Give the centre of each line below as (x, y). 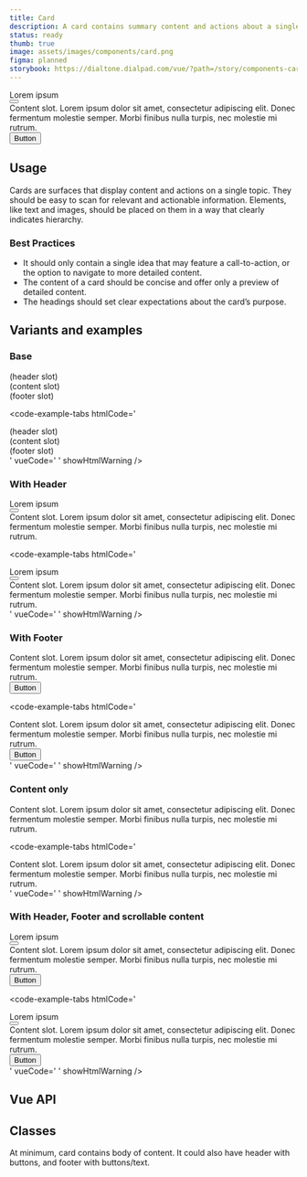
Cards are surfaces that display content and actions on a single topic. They (151, 190)
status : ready (37, 35)
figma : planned (38, 60)
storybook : (30, 69)
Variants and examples (76, 330)
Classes (33, 1131)
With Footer (36, 638)
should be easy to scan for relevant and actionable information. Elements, (148, 200)
